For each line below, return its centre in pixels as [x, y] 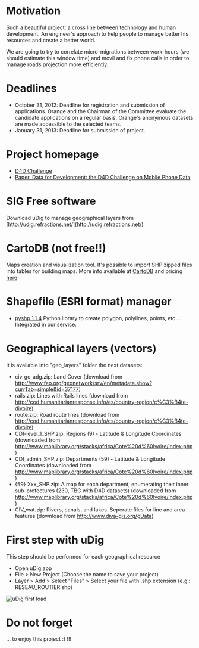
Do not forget [40, 623]
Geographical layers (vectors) [81, 348]
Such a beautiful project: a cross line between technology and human [91, 27]
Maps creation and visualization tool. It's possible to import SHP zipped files [99, 265]
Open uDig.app [33, 568]
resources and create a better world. [51, 40]
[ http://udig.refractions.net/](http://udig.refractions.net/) [75, 224]
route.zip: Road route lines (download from [67, 414]
